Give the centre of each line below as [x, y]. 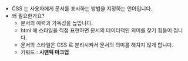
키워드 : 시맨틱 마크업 [45, 52]
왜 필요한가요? [28, 16]
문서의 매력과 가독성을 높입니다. [56, 23]
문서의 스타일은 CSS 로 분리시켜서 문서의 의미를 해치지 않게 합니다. [97, 45]
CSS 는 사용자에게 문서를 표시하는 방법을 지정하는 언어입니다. [82, 8]
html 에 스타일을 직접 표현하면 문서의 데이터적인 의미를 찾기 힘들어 [96, 30]
